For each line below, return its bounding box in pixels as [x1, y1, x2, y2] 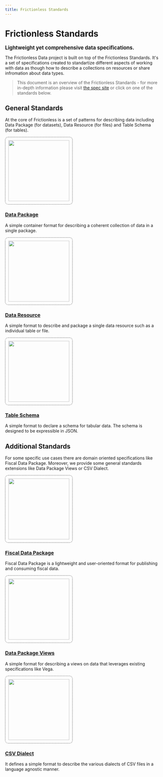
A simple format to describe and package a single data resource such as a [5, 322, 154, 328]
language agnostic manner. [5, 766, 60, 772]
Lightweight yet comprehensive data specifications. [5, 44, 135, 51]
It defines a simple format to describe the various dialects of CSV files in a [5, 761, 154, 767]
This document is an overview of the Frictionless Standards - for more [17, 79, 158, 85]
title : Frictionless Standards [5, 7, 69, 12]
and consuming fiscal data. [5, 566, 59, 571]
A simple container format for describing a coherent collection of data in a [5, 222, 153, 228]
